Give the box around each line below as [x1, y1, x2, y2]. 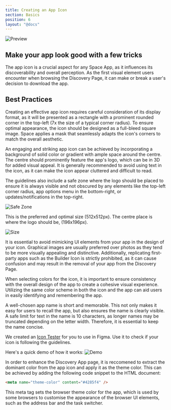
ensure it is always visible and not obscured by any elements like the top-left [5, 183, 166, 189]
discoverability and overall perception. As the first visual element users [5, 70, 154, 76]
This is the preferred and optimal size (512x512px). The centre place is [5, 213, 153, 220]
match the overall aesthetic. [5, 136, 64, 142]
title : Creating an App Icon [5, 7, 67, 13]
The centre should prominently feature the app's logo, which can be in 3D [5, 156, 160, 163]
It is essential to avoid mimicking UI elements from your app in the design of [5, 239, 164, 245]
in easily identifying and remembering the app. [5, 292, 103, 298]
